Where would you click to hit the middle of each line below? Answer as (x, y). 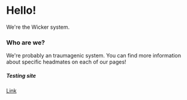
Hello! (21, 10)
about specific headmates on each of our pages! (66, 62)
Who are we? (26, 43)
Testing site (21, 75)
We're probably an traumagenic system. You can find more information (94, 56)
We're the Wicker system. (38, 27)
